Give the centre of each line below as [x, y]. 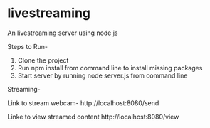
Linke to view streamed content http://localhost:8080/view [93, 117]
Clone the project [43, 60]
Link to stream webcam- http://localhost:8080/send [83, 103]
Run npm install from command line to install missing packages [110, 68]
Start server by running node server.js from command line [103, 75]
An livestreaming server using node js [63, 33]
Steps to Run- [28, 46]
